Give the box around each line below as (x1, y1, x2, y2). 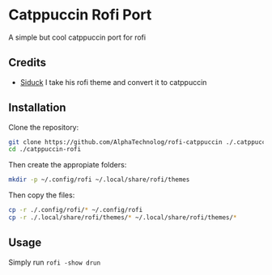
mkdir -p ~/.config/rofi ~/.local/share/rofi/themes (8, 176, 190, 184)
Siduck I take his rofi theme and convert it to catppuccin (19, 77, 207, 87)
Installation (8, 101, 66, 115)
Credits (8, 56, 47, 70)
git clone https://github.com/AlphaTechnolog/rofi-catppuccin (8, 137, 223, 146)
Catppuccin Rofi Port (8, 6, 152, 24)
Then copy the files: (8, 190, 75, 200)
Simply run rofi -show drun (8, 257, 101, 267)
